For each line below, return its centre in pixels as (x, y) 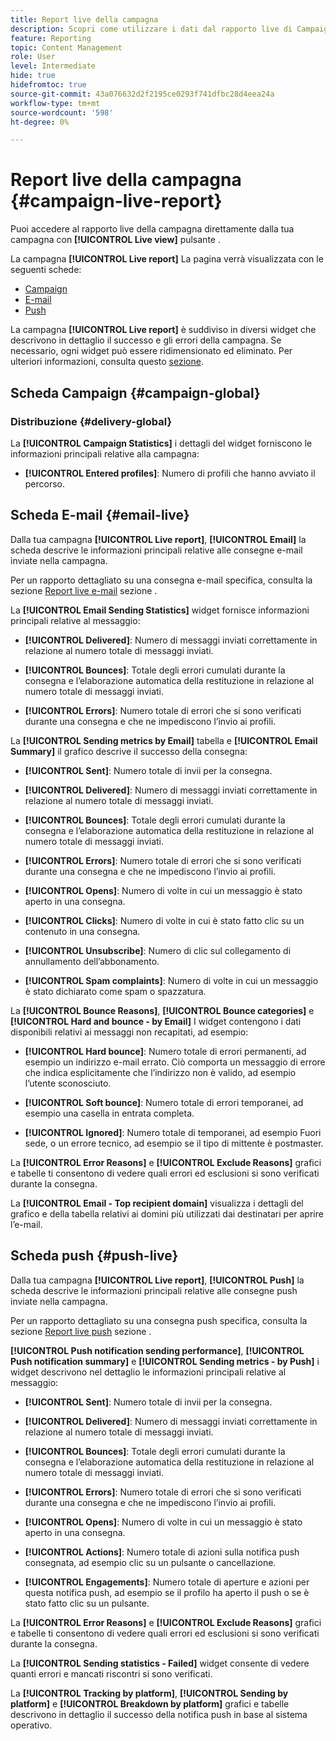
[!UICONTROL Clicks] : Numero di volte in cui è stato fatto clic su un (164, 920)
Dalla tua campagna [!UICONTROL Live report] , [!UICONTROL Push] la (157, 1280)
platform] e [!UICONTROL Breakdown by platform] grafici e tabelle (150, 1703)
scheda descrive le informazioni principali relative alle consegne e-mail (156, 550)
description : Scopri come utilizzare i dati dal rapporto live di (151, 29)
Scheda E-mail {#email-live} (100, 515)
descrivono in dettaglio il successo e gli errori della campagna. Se (146, 340)
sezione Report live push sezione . (81, 1331)
